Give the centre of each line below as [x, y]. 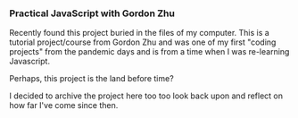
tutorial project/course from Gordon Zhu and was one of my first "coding [143, 42]
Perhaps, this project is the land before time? [91, 79]
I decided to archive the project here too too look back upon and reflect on [146, 96]
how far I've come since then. [64, 105]
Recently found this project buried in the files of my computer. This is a [139, 33]
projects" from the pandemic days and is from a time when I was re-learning [149, 52]
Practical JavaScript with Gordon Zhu [92, 13]
